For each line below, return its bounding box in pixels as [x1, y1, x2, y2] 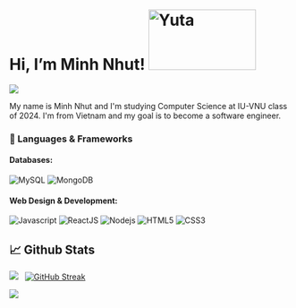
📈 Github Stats [9, 242, 96, 257]
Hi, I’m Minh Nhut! [9, 55, 146, 75]
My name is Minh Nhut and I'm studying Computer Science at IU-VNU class [9, 100, 288, 111]
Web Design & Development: [9, 195, 118, 206]
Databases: [9, 155, 54, 166]
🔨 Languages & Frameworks [9, 133, 133, 145]
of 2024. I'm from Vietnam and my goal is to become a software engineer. [9, 110, 282, 121]
